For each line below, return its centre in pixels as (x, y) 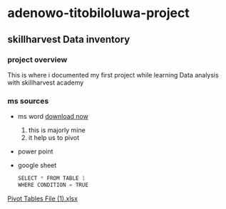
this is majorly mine (57, 130)
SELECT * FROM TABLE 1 (51, 178)
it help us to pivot (54, 138)
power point (35, 151)
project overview (37, 60)
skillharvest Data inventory (69, 39)
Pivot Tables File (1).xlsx (43, 198)
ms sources (28, 101)
